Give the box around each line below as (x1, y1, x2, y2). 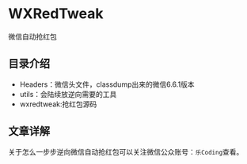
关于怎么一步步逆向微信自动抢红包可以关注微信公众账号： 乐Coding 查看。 (8, 147, 244, 156)
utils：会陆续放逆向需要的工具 (19, 89, 117, 99)
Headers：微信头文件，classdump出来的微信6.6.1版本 (19, 80, 196, 89)
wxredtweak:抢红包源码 (19, 99, 97, 109)
